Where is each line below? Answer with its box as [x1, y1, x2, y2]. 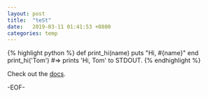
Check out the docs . [7, 70, 66, 78]
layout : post [7, 10, 46, 17]
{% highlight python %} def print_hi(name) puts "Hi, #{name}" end [7, 49, 199, 57]
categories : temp [7, 29, 58, 37]
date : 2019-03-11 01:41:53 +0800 [7, 23, 111, 30]
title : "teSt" [7, 17, 52, 24]
